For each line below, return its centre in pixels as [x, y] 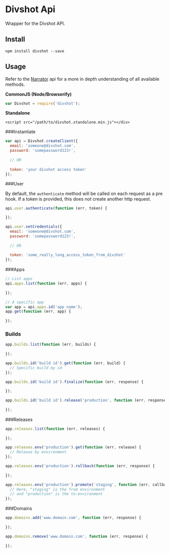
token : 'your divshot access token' [48, 169]
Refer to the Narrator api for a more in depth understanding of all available [82, 79]
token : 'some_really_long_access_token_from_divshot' [68, 255]
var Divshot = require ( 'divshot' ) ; [43, 103]
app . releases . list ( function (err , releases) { [55, 429]
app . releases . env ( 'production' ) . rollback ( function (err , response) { [80, 466]
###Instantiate [20, 132]
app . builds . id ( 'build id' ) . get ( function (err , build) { [65, 363]
